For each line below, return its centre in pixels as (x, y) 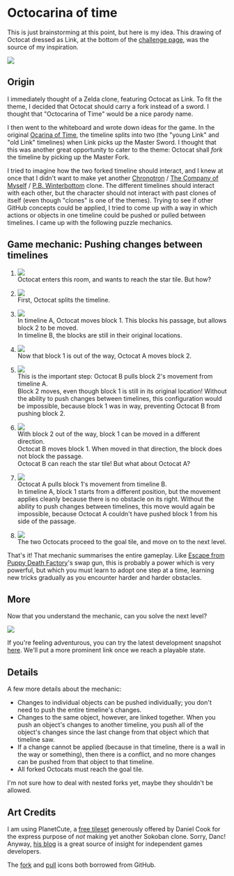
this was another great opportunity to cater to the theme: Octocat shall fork (115, 149)
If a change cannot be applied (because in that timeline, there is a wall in (121, 747)
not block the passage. (50, 456)
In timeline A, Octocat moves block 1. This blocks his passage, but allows (122, 320)
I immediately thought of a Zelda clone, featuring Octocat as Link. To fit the (115, 98)
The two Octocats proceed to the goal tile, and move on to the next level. (122, 541)
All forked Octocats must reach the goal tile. (80, 769)
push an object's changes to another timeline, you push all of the (110, 725)
